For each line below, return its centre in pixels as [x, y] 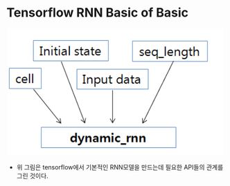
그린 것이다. [33, 176]
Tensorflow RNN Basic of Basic [97, 13]
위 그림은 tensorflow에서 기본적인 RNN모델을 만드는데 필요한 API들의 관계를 [120, 167]
